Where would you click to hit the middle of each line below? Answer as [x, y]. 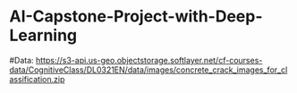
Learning [43, 35]
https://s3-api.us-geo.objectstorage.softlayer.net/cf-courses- [149, 60]
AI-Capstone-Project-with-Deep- [136, 17]
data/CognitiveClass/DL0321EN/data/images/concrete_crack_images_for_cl [148, 70]
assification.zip [37, 79]
